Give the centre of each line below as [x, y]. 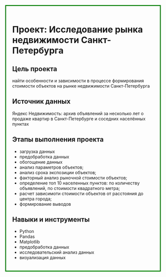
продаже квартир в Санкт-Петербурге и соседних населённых [79, 119]
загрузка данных [37, 151]
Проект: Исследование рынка [78, 30]
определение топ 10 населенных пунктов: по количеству [80, 183]
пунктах [21, 124]
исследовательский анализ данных [57, 252]
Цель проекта [35, 69]
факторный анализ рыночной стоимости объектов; [73, 178]
